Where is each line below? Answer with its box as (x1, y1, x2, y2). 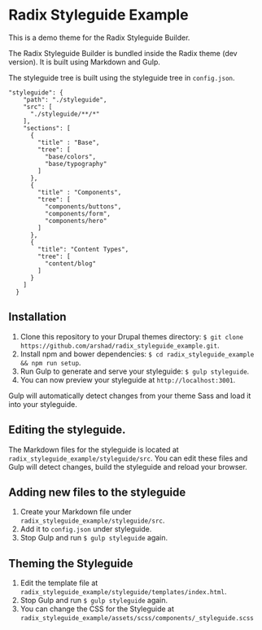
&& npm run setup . (20, 357, 81, 367)
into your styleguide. (8, 399, 77, 409)
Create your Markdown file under (20, 507, 132, 517)
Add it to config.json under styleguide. (20, 524, 152, 534)
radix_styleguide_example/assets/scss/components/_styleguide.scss (20, 615, 254, 623)
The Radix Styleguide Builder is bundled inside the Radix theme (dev (8, 48, 238, 58)
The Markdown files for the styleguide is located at (8, 444, 179, 454)
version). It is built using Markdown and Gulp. (8, 57, 161, 67)
